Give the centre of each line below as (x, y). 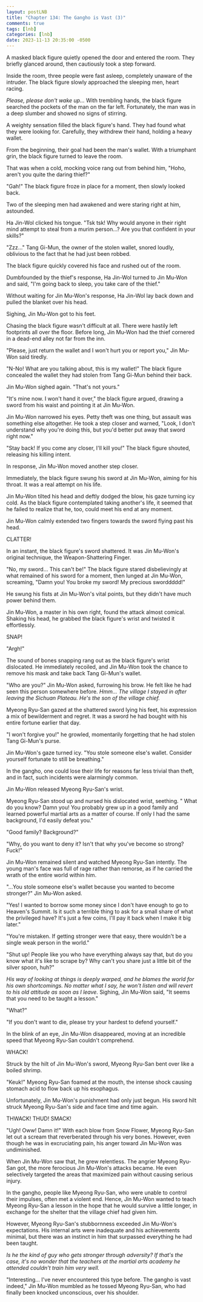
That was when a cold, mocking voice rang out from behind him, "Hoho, (96, 168)
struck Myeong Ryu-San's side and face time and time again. (82, 1107)
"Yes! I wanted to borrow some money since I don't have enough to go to (98, 905)
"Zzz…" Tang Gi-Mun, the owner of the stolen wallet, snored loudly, (90, 247)
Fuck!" (15, 850)
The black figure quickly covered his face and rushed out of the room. (94, 266)
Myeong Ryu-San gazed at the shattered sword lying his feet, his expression (101, 710)
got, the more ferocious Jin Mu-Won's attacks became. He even (97, 1168)
